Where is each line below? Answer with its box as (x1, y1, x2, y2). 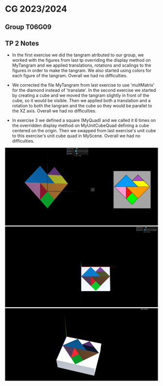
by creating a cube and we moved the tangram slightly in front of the (12, 92, 149, 98)
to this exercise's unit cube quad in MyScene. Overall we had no (12, 133, 141, 139)
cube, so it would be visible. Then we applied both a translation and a (12, 98, 151, 104)
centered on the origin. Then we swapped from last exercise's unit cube (12, 128, 156, 134)
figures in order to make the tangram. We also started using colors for (12, 68, 152, 73)
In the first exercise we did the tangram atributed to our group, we (12, 52, 144, 58)
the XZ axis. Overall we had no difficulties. (12, 108, 97, 114)
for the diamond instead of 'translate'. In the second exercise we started (12, 88, 156, 93)
